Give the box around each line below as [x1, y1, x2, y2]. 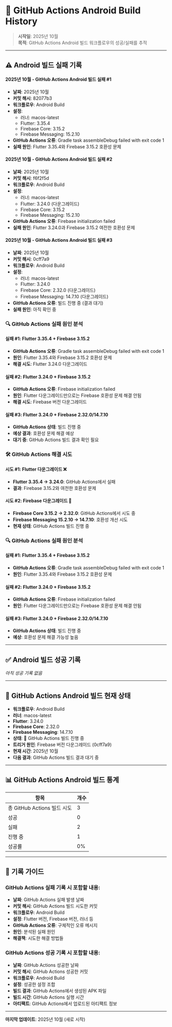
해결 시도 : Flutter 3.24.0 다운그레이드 [12, 361, 88, 367]
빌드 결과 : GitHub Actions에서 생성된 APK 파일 [12, 987, 106, 994]
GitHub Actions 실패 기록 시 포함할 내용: [5, 884, 100, 891]
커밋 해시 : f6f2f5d [12, 175, 50, 181]
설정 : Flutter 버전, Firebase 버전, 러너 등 [12, 916, 94, 922]
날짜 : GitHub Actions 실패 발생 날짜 [12, 897, 84, 903]
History [5, 15, 38, 27]
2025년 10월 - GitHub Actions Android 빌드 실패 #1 [5, 76, 112, 82]
